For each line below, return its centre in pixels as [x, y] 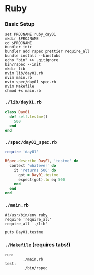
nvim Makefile [20, 86]
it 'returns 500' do [35, 170]
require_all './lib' [26, 224]
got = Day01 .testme [38, 175]
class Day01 [17, 112]
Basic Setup [20, 24]
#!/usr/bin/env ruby [26, 215]
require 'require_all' [28, 219]
